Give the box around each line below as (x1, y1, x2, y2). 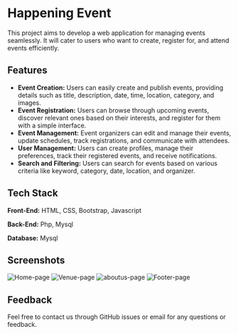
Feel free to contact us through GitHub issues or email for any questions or (7, 313, 226, 321)
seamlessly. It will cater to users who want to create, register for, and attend (7, 36, 229, 44)
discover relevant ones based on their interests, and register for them (17, 113, 221, 122)
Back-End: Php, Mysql (7, 219, 73, 229)
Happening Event (7, 5, 112, 21)
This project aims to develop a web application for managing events (7, 28, 206, 37)
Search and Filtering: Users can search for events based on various (17, 159, 218, 167)
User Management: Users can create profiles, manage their (17, 144, 194, 152)
